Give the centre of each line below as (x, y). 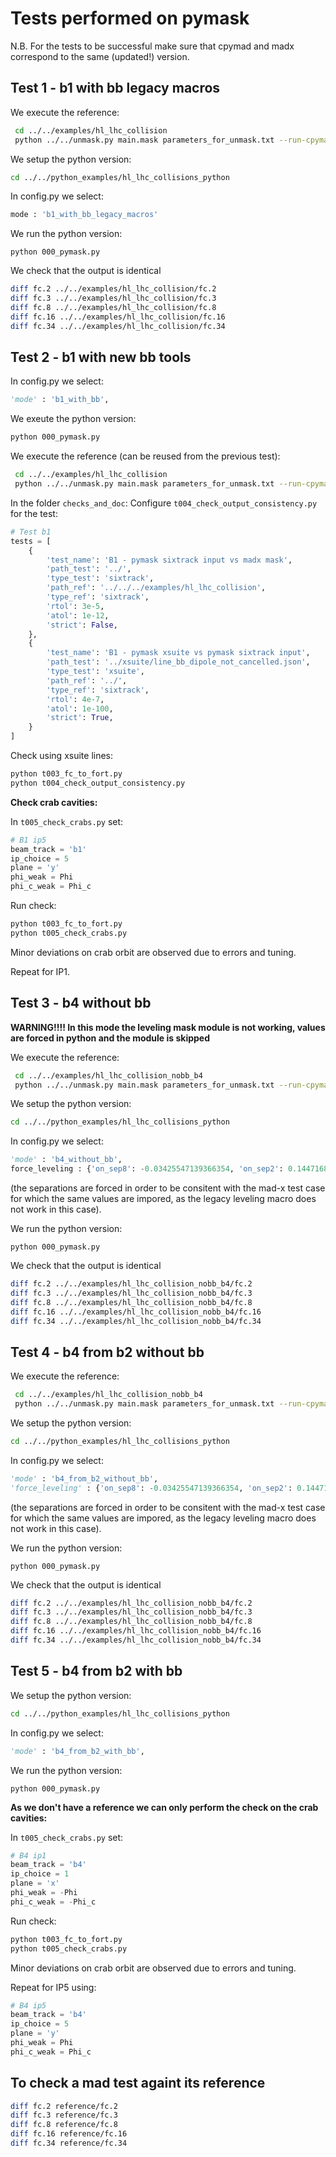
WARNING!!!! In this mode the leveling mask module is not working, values (168, 1027)
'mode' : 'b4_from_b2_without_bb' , (84, 1478)
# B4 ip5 (28, 2005)
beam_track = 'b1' (48, 849)
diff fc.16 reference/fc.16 (69, 2134)
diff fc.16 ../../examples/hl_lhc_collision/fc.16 (118, 317)
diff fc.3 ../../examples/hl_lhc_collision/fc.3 (113, 298)
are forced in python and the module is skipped (110, 1038)
